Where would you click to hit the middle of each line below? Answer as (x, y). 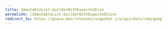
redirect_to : (19, 19)
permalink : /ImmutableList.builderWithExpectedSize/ (61, 14)
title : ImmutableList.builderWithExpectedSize (54, 10)
